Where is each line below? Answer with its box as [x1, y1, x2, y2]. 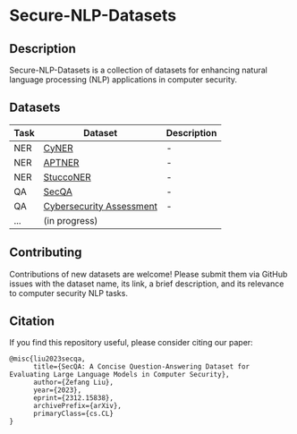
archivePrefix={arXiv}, [32, 402, 123, 411]
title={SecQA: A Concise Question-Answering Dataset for [32, 362, 250, 371]
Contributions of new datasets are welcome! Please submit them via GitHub [9, 268, 288, 279]
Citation [9, 314, 55, 329]
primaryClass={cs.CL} [32, 409, 115, 419]
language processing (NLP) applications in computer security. [9, 74, 238, 85]
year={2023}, [32, 386, 82, 395]
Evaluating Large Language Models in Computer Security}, [9, 370, 230, 379]
